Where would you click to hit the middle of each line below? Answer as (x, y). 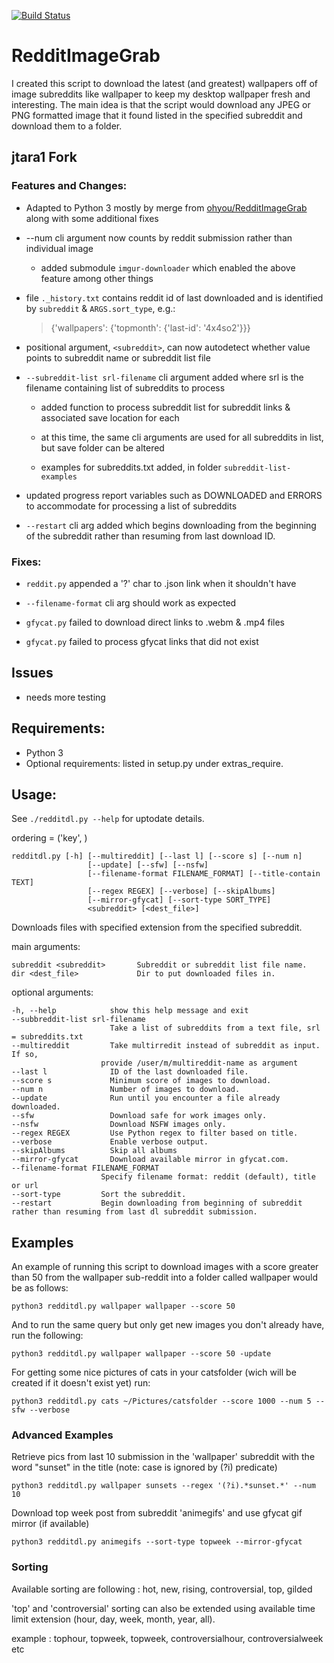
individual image (59, 248)
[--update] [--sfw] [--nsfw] (148, 865)
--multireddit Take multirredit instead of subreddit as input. (166, 1046)
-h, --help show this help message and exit (130, 1011)
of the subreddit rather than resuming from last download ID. (150, 536)
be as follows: (40, 1288)
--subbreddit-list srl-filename (78, 1020)
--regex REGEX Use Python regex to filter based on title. (155, 1133)
